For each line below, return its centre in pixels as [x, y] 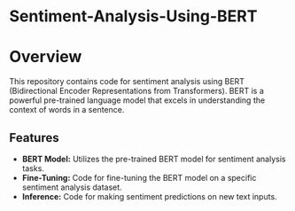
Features [34, 138]
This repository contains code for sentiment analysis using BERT [127, 82]
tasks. [33, 168]
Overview [46, 57]
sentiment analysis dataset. [72, 187]
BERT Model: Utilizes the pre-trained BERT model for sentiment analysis [154, 159]
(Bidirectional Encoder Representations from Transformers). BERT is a [136, 91]
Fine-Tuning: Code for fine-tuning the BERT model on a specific [139, 177]
